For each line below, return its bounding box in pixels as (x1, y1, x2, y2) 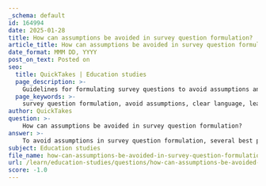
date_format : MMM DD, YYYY (8, 48, 97, 56)
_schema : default (8, 11, 66, 20)
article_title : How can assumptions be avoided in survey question (8, 41, 236, 49)
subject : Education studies (8, 144, 101, 152)
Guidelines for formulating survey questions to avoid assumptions (22, 85, 249, 93)
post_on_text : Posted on (8, 56, 90, 64)
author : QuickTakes (8, 108, 73, 116)
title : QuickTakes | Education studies (15, 70, 147, 78)
